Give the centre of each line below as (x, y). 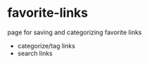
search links (35, 53)
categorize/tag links (46, 45)
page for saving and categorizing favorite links (74, 32)
